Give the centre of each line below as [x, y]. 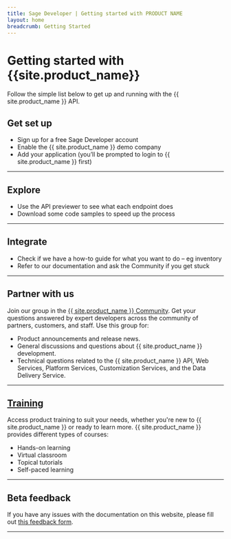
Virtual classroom [42, 455]
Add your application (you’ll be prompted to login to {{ [93, 154]
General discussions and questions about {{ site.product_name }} [110, 346]
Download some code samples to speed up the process [96, 214]
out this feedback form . [40, 522]
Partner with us [41, 294]
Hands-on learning [44, 448]
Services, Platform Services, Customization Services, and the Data [111, 368]
